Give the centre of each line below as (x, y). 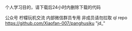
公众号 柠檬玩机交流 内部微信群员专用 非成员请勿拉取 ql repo (66, 18)
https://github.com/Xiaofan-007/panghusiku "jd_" (55, 23)
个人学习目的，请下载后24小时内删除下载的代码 (53, 7)
